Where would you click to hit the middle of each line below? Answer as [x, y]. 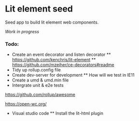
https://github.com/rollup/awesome [40, 94]
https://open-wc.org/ [26, 104]
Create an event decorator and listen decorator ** [61, 54]
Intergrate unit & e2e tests [38, 85]
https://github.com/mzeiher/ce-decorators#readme [63, 65]
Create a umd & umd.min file [40, 80]
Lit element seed [39, 9]
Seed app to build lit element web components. [52, 22]
